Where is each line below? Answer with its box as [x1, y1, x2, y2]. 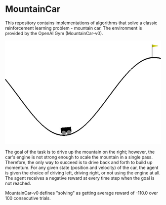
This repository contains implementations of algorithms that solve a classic [5, 20, 158, 26]
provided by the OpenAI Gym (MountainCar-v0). [5, 30, 103, 36]
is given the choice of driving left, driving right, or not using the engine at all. [5, 169, 161, 176]
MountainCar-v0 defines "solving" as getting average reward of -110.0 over [5, 190, 158, 196]
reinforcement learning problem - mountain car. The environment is [5, 25, 142, 31]
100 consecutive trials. [5, 195, 51, 201]
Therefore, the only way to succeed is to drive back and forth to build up [5, 159, 153, 165]
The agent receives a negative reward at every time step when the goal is [5, 175, 155, 181]
